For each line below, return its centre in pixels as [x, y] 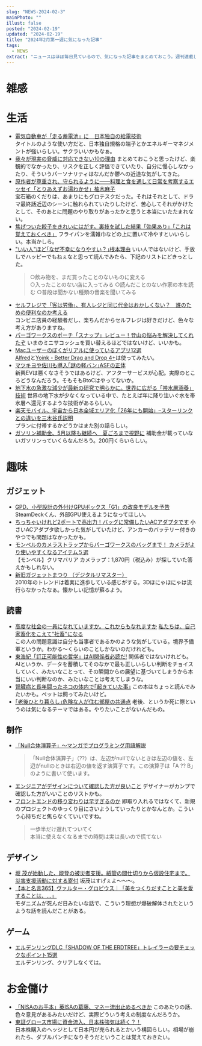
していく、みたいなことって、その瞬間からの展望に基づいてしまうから [101, 671]
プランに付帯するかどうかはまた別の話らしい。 [73, 425]
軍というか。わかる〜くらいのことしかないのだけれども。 [86, 649]
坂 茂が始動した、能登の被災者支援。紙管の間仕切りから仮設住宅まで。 [103, 873]
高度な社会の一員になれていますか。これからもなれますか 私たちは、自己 [105, 626]
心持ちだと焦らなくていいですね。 [62, 816]
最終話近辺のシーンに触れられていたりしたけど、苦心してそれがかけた [107, 204]
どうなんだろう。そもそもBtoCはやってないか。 [78, 380]
